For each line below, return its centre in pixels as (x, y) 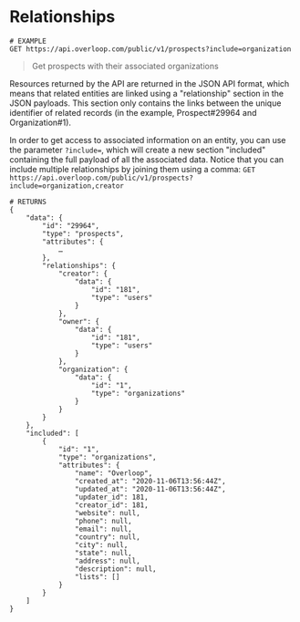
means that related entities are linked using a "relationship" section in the (147, 93)
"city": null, (101, 544)
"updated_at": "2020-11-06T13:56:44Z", (150, 489)
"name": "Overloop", (114, 473)
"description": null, (115, 569)
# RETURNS (28, 202)
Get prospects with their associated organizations (125, 66)
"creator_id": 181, (111, 505)
